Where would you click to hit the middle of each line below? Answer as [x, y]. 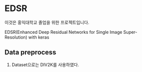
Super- [130, 32]
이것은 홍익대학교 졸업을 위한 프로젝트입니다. [47, 22]
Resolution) [16, 37]
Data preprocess [30, 52]
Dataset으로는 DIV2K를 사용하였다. [45, 65]
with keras [39, 37]
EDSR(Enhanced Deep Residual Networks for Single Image [63, 32]
